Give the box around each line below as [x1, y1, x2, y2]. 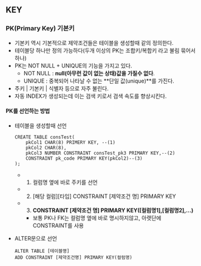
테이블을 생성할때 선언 [14, 121, 67, 129]
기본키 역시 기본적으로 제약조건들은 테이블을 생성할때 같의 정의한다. [14, 39, 174, 46]
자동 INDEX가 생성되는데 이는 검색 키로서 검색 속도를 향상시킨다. [14, 92, 167, 100]
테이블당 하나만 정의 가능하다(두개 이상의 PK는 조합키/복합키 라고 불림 [14, 47, 180, 54]
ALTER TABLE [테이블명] [14, 248, 70, 254]
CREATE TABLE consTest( [14, 134, 75, 140]
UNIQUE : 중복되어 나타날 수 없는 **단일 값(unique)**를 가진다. [23, 77, 174, 84]
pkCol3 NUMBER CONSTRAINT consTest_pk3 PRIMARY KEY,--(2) [26, 150, 175, 156]
